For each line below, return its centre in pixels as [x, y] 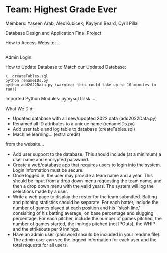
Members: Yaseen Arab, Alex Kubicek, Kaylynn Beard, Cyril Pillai [72, 23]
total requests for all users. [40, 245]
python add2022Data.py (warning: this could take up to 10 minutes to [81, 85]
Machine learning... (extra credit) [47, 134]
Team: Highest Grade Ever [61, 9]
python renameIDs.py [27, 80]
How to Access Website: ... [33, 43]
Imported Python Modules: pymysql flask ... [50, 98]
